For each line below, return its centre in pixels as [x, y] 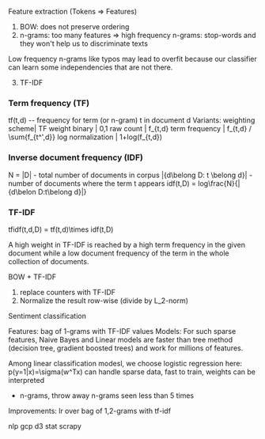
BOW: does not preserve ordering [74, 26]
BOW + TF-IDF [32, 277]
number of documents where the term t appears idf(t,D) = [102, 183]
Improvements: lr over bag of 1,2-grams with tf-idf [90, 411]
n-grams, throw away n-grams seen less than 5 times [107, 395]
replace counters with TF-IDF [68, 292]
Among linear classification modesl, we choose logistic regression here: [125, 363]
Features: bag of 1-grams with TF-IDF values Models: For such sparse [122, 331]
